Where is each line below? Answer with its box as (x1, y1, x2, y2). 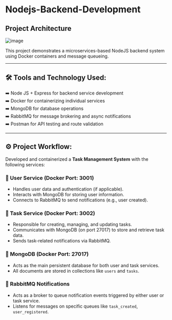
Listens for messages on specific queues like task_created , (12, 303, 138, 309)
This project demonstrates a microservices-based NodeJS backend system (5, 48, 165, 53)
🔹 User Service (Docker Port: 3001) (5, 174, 94, 181)
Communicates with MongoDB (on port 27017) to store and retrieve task (12, 227, 165, 233)
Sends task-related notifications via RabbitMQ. (12, 238, 111, 244)
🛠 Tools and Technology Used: (5, 73, 106, 82)
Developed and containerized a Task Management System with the (5, 156, 148, 162)
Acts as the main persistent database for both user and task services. (12, 262, 160, 268)
